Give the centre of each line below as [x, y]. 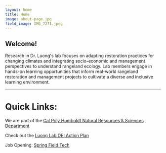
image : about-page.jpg [28, 19]
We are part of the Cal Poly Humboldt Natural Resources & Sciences [75, 120]
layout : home [19, 10]
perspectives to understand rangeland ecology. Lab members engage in [79, 66]
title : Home [17, 14]
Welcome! [21, 43]
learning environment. [27, 82]
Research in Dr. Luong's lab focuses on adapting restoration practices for [80, 56]
